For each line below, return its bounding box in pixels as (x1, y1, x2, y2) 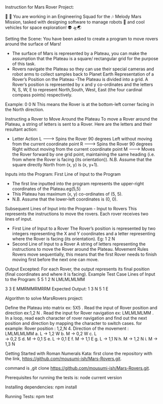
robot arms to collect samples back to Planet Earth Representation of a (12, 71, 154, 77)
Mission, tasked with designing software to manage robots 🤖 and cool (5, 19, 145, 25)
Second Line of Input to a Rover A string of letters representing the (12, 241, 146, 247)
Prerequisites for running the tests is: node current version (5, 375, 122, 380)
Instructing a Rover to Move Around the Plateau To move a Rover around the (5, 116, 158, 121)
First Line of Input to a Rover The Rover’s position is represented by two (12, 225, 156, 231)
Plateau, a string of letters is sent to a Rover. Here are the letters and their (5, 121, 152, 127)
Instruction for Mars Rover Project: (5, 4, 74, 10)
